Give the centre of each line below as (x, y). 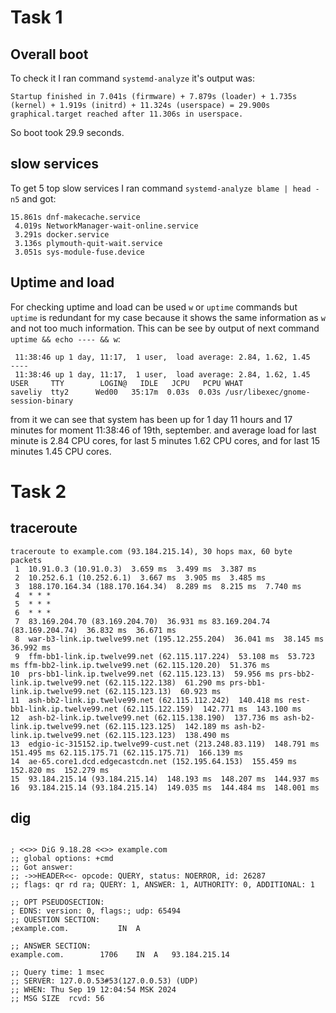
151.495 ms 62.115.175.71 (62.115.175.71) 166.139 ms (127, 752)
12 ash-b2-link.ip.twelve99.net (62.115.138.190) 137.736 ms (145, 717)
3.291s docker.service (62, 234)
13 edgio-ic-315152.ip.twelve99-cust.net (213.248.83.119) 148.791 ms (165, 744)
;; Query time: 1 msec (57, 972)
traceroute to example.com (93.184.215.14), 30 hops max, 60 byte (151, 551)
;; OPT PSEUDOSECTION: (57, 902)
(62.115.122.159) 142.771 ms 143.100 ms (211, 709)
